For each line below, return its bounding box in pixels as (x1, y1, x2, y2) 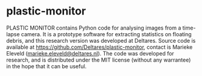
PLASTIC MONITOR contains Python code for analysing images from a (6, 24, 181, 31)
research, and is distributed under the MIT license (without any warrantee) (6, 56, 191, 63)
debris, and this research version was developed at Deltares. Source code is (6, 37, 196, 44)
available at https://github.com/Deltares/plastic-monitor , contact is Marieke (6, 43, 193, 51)
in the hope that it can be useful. (6, 62, 87, 70)
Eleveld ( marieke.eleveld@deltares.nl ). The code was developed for (6, 49, 174, 57)
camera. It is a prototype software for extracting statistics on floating (21, 30, 192, 37)
